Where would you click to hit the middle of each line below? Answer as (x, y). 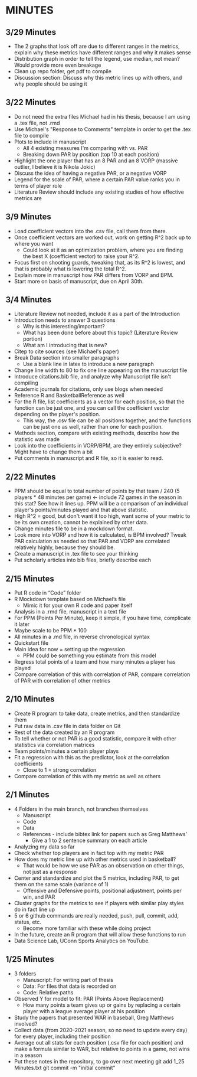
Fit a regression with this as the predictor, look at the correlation (91, 757)
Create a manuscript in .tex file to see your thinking (76, 554)
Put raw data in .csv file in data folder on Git (67, 726)
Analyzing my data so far (44, 846)
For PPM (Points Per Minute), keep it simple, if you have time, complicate (102, 618)
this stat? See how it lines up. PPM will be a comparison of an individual (101, 504)
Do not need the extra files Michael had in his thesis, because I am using (102, 116)
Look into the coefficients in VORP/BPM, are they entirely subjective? (98, 446)
